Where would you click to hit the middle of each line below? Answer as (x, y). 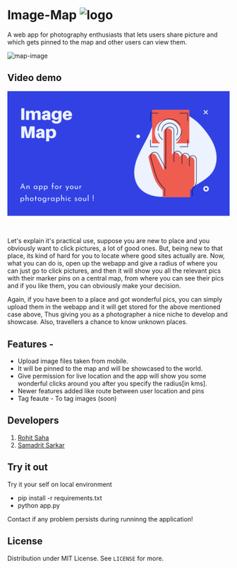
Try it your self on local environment (60, 484)
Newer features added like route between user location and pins (111, 391)
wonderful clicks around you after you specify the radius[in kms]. (113, 383)
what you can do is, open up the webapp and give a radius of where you (112, 264)
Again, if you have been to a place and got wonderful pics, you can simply (115, 300)
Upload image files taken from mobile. (73, 361)
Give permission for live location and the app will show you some (112, 376)
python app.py (38, 505)
